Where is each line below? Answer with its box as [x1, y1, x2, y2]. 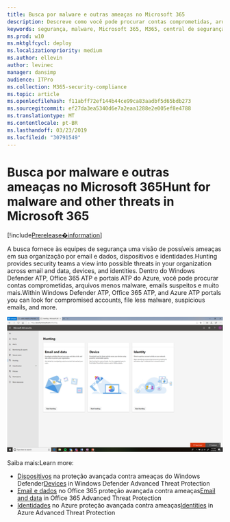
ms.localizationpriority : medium [7, 47, 103, 54]
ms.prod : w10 [7, 33, 44, 40]
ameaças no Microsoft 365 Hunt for [7, 179, 211, 195]
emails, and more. [7, 303, 57, 311]
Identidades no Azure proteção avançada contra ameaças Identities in [16, 501, 214, 510]
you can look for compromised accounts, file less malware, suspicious [7, 296, 205, 305]
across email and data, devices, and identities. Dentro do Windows [7, 267, 195, 275]
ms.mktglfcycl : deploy [7, 40, 72, 47]
